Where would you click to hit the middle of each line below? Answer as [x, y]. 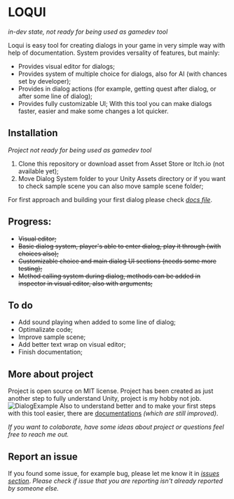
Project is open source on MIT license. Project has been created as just [111, 391]
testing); [30, 268]
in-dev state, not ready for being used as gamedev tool [88, 32]
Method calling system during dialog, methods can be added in [109, 276]
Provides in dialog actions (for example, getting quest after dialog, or [117, 88]
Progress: [30, 222]
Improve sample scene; [52, 337]
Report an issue [43, 457]
